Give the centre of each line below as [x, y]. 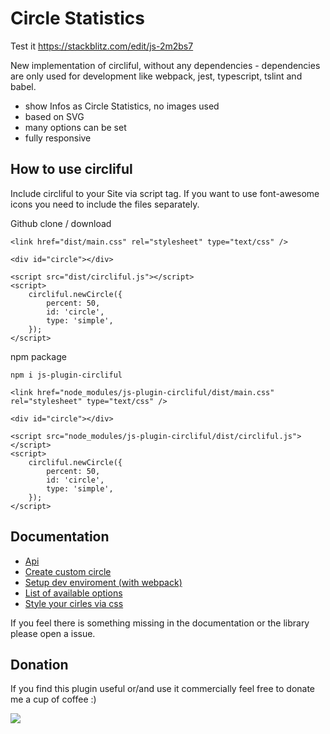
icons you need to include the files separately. [105, 204]
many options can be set [75, 127]
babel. [23, 86]
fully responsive [58, 138]
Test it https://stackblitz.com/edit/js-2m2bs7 [102, 46]
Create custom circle [68, 571]
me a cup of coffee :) [53, 699]
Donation [39, 664]
